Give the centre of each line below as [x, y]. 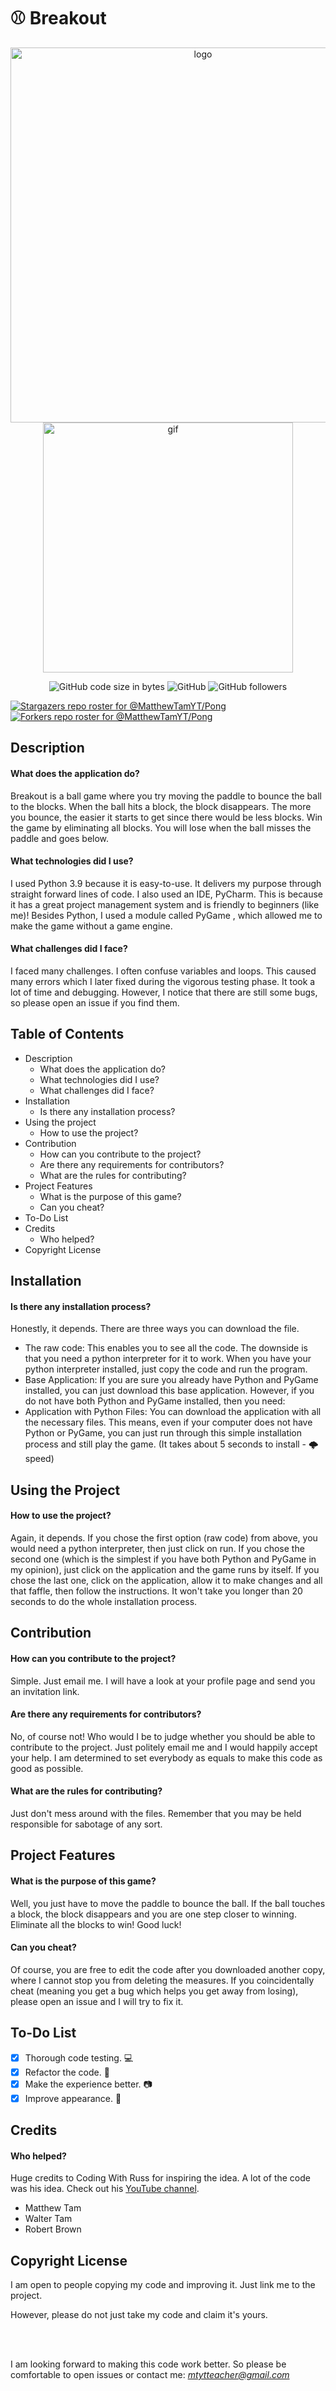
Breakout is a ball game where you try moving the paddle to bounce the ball [166, 796]
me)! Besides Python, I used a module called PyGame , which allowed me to [166, 915]
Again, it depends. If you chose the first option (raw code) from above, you [164, 1537]
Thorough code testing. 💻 [79, 2057]
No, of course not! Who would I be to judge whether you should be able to [163, 1736]
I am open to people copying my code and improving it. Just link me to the [163, 2285]
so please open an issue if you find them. [95, 1002]
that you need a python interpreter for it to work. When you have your [168, 1359]
